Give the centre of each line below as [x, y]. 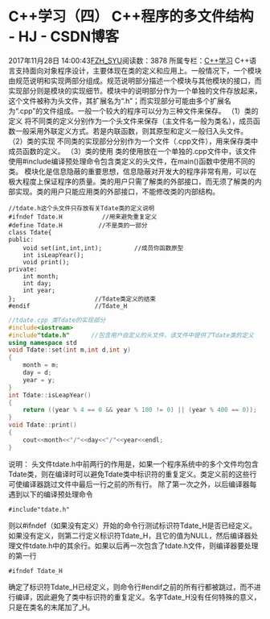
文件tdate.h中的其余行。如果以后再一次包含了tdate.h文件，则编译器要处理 [137, 546]
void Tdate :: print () [43, 425]
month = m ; [41, 365]
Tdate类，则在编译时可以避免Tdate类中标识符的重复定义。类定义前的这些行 [133, 474]
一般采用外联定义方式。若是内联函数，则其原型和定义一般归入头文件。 [131, 131]
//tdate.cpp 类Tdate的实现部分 [57, 320]
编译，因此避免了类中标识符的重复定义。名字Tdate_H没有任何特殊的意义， [138, 596]
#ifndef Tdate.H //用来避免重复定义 [83, 217]
